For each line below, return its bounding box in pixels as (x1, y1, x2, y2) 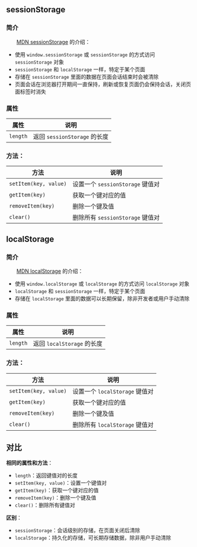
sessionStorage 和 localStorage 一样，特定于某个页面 (14, 65, 146, 73)
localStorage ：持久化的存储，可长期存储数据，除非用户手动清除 (14, 534, 172, 542)
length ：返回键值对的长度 (14, 472, 78, 479)
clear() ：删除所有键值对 (14, 501, 75, 509)
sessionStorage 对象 (14, 58, 64, 65)
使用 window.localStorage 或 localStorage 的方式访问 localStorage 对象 (14, 280, 190, 287)
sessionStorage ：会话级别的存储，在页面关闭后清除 (14, 527, 141, 534)
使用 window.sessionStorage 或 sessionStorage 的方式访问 (14, 50, 156, 58)
